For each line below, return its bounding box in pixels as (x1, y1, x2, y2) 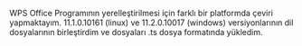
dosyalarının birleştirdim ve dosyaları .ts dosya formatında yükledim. (9, 27, 263, 37)
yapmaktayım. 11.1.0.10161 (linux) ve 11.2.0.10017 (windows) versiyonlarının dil (9, 17, 294, 28)
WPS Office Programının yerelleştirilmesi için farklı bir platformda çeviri (9, 8, 274, 18)
